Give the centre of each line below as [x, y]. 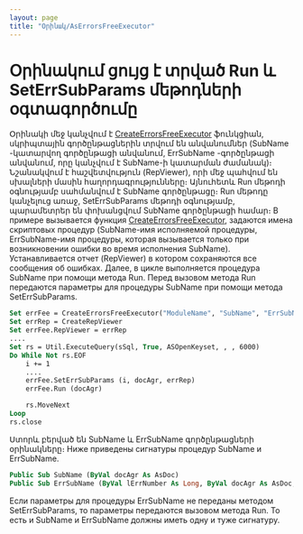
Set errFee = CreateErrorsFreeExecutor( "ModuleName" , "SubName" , [134, 313]
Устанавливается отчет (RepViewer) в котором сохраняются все [133, 259]
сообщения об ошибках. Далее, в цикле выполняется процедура [135, 268]
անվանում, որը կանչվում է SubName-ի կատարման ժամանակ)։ [141, 162]
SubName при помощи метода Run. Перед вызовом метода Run [133, 278]
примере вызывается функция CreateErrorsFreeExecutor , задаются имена [151, 220]
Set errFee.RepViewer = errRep [68, 330]
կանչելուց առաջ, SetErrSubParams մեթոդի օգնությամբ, [123, 201]
